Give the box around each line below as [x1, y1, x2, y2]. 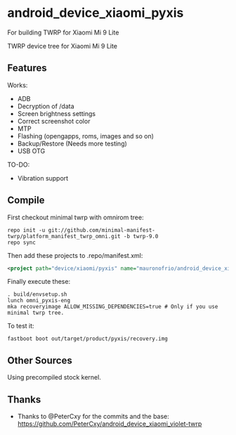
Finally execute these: [7, 278, 71, 286]
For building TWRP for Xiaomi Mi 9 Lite [7, 28, 119, 37]
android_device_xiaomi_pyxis [7, 5, 184, 21]
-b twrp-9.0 [123, 233, 159, 240]
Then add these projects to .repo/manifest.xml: [7, 251, 143, 259]
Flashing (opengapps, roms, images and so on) [17, 131, 155, 140]
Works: [7, 81, 28, 89]
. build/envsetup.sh [7, 291, 68, 298]
